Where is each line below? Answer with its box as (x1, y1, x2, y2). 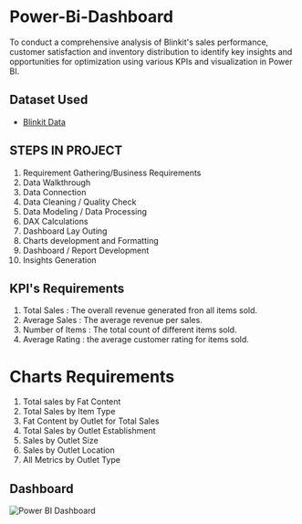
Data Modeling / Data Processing (22, 205, 148, 216)
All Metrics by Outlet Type (22, 455, 121, 466)
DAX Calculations (22, 215, 89, 226)
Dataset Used (9, 92, 89, 108)
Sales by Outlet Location (22, 445, 116, 456)
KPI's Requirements (9, 280, 125, 296)
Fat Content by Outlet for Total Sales (22, 415, 160, 426)
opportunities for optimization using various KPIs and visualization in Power (9, 56, 293, 67)
